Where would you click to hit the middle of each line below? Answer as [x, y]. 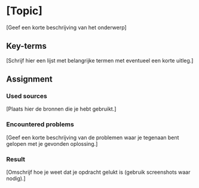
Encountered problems [40, 124]
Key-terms [26, 46]
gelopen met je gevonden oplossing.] [52, 143]
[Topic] [25, 11]
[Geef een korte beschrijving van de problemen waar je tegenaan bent [93, 137]
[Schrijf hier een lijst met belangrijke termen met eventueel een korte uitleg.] [100, 60]
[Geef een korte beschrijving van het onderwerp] [66, 27]
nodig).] [16, 178]
